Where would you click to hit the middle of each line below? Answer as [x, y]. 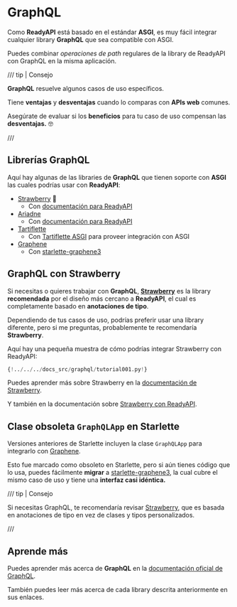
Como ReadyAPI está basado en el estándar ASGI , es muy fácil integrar [112, 32]
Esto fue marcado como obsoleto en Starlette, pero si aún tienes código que [119, 465]
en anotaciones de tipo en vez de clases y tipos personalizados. [101, 515]
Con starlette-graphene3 [65, 251]
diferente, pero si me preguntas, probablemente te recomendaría [102, 327]
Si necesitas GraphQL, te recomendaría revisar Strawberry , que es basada [116, 507]
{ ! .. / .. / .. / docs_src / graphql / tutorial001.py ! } [77, 369]
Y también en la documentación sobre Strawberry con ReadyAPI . [102, 404]
